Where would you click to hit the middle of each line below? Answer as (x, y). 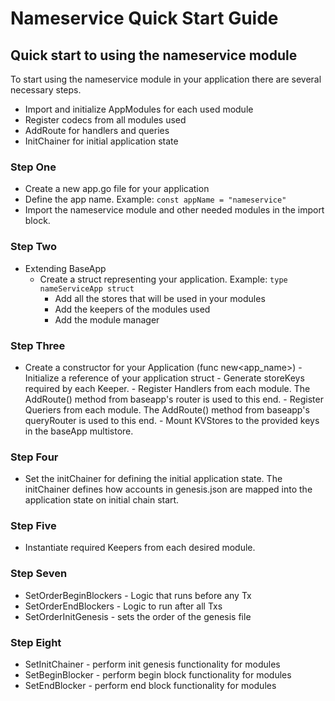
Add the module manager (107, 319)
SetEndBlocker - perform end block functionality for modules (150, 686)
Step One (33, 167)
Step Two (34, 247)
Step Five (33, 526)
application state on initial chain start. (102, 500)
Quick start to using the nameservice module (154, 55)
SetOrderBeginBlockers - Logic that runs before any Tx (138, 595)
